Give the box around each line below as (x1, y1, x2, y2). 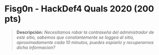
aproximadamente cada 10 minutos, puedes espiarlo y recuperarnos (16, 39, 154, 45)
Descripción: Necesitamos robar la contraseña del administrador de (16, 29, 154, 35)
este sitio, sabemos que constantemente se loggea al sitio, (16, 34, 134, 40)
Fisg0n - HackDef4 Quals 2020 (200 (4, 3, 154, 14)
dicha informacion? (16, 44, 56, 50)
